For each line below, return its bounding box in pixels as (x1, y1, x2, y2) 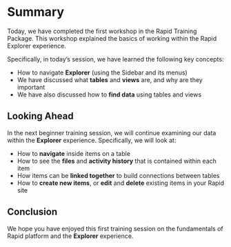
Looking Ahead (7, 110, 74, 122)
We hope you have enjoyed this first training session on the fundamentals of (7, 224, 224, 233)
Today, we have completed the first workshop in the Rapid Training (7, 27, 197, 35)
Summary (7, 4, 64, 20)
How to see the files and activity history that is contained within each (17, 157, 217, 165)
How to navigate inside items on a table (17, 149, 131, 157)
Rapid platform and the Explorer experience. (7, 232, 134, 240)
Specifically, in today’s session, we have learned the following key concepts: (7, 55, 224, 63)
